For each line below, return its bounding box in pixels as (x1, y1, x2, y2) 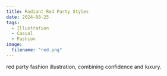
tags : (6, 19, 20, 25)
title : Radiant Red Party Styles (6, 8, 89, 15)
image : (6, 42, 23, 48)
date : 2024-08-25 (6, 14, 49, 20)
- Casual (11, 31, 33, 37)
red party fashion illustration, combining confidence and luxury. (6, 63, 162, 70)
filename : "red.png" (11, 47, 62, 53)
